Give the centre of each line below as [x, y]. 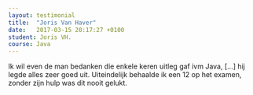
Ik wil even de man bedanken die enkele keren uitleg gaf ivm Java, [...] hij [126, 66]
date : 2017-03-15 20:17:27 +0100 [66, 30]
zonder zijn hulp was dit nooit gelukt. [68, 83]
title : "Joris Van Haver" [52, 23]
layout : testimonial [42, 15]
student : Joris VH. [40, 37]
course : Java [29, 44]
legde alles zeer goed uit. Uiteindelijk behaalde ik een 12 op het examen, [125, 75]
